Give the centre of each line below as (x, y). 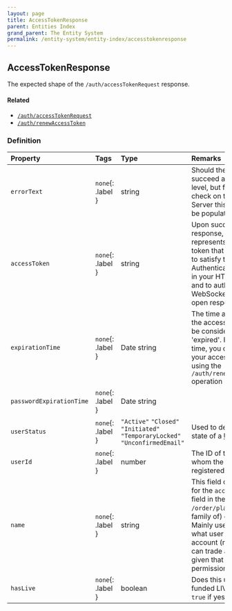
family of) (207, 517)
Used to (204, 427)
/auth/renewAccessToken (51, 123)
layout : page (26, 14)
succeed (205, 179)
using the (206, 366)
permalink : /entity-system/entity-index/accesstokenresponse (97, 39)
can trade (207, 551)
